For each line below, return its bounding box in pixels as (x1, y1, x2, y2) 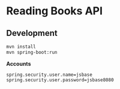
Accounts (6, 60, 31, 67)
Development (6, 28, 58, 38)
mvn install (6, 44, 36, 50)
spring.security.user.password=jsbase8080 (6, 76, 114, 83)
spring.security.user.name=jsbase (6, 72, 93, 78)
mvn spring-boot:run (6, 49, 58, 55)
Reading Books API (6, 4, 103, 18)
